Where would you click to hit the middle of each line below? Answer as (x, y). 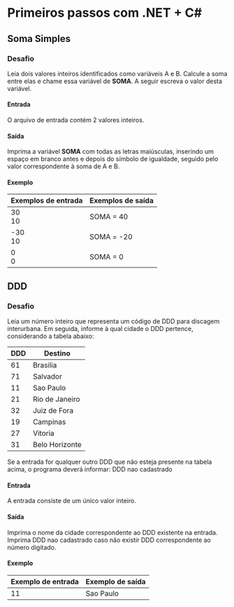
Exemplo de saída (116, 581)
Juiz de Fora (53, 411)
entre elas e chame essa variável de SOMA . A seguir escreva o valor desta (115, 81)
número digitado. (32, 547)
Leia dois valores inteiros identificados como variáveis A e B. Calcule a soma (117, 73)
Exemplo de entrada (45, 581)
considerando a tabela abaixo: (51, 336)
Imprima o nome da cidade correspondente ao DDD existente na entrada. (112, 532)
